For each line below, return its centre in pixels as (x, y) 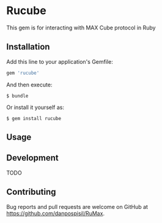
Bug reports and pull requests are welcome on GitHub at (77, 206)
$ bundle (17, 96)
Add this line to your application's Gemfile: (60, 61)
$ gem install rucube (34, 118)
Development (33, 158)
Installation (28, 47)
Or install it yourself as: (35, 107)
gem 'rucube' (23, 73)
